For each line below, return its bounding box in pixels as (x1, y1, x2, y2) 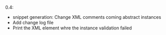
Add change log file (12, 20, 54, 25)
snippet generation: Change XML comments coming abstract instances (12, 14, 161, 20)
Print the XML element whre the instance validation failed (12, 25, 132, 31)
